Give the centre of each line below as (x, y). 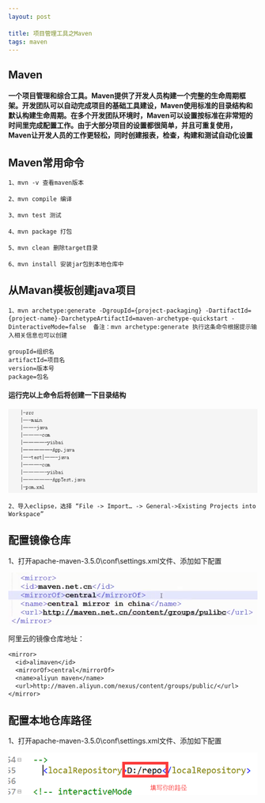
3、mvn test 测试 (35, 216)
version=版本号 (31, 368)
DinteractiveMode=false (47, 327)
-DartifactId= (228, 311)
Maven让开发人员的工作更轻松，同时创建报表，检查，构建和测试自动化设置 (131, 135)
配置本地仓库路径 (50, 720)
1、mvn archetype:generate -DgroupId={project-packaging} (105, 311)
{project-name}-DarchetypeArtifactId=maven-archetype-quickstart (118, 319)
